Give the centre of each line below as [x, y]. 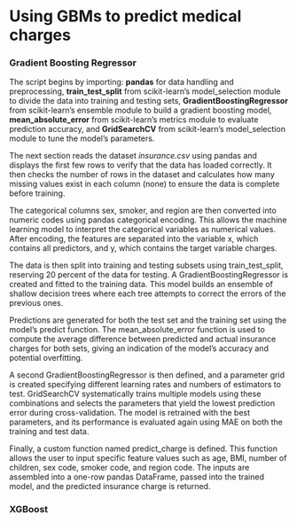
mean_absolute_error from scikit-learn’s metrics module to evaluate [134, 120]
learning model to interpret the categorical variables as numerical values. [143, 230]
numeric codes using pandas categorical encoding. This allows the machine [148, 220]
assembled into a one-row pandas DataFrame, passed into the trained [137, 477]
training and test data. [49, 432]
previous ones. [36, 303]
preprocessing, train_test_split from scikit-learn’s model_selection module [145, 91]
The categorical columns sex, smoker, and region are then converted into [143, 211]
